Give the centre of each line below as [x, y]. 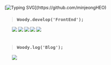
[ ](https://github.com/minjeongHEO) [55, 8]
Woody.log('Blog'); [40, 47]
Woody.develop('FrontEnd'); [50, 19]
